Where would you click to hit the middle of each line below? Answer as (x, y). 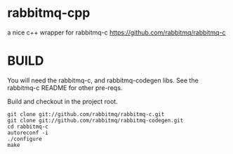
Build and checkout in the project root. (62, 101)
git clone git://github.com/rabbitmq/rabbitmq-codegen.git (95, 120)
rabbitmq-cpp (49, 13)
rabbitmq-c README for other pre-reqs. (65, 88)
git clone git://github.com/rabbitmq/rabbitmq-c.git (86, 114)
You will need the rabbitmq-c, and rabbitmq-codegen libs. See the (103, 80)
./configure (25, 139)
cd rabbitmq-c (28, 127)
